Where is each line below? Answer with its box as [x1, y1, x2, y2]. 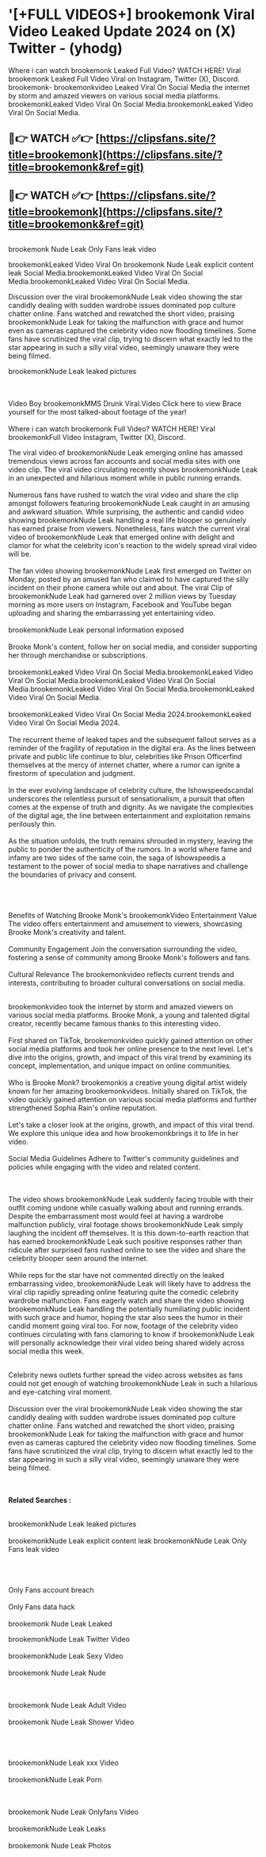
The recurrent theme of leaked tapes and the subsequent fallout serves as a [8, 735, 256, 744]
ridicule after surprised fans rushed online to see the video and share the [8, 1245, 246, 1255]
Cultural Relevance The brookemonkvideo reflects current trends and [8, 970, 235, 979]
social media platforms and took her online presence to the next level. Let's [8, 1044, 253, 1054]
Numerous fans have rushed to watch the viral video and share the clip [8, 490, 239, 500]
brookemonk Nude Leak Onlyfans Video [8, 1807, 139, 1816]
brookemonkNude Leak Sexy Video [8, 1651, 124, 1661]
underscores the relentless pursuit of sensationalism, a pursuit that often [8, 794, 245, 804]
